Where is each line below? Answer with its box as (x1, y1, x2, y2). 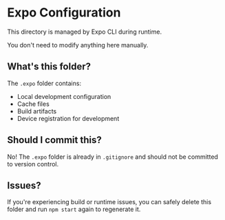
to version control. (7, 159, 59, 168)
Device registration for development (17, 114, 120, 122)
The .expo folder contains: (7, 79, 81, 87)
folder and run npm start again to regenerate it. (7, 205, 141, 214)
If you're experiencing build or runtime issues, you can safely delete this (7, 198, 212, 206)
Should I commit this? (7, 134, 102, 146)
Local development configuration (17, 92, 111, 100)
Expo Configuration (7, 5, 121, 21)
